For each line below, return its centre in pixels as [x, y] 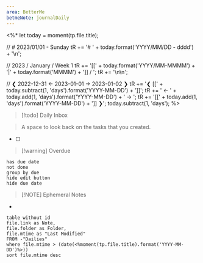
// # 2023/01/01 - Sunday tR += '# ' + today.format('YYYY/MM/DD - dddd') [100, 47]
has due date [23, 162]
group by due [23, 172]
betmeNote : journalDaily [38, 18]
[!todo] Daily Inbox [45, 115]
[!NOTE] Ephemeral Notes [54, 194]
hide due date [24, 183]
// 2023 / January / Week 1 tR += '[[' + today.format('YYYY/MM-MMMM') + [101, 65]
